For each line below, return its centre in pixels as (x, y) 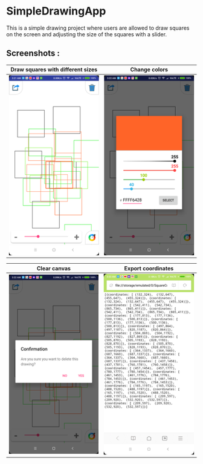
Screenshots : (33, 54)
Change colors (149, 70)
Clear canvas (54, 268)
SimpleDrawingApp (56, 11)
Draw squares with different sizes (54, 70)
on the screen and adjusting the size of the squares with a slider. (87, 34)
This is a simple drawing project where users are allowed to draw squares (98, 28)
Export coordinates (149, 268)
